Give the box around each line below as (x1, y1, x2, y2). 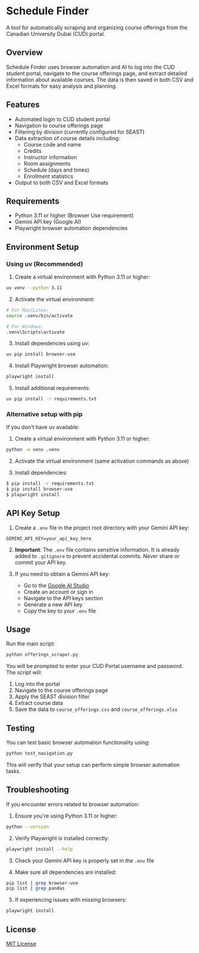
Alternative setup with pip (6, 410, 83, 418)
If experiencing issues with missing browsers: (14, 896, 127, 904)
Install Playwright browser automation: (14, 362, 109, 369)
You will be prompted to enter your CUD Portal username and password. (6, 663, 184, 670)
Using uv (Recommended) (6, 259, 83, 268)
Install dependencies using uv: (14, 340, 90, 347)
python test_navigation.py (6, 750, 73, 757)
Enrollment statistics (23, 172, 74, 180)
